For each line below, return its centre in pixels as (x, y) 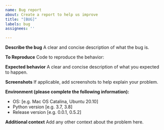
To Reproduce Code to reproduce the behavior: (55, 57)
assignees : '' (20, 29)
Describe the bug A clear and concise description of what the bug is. (77, 47)
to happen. (16, 72)
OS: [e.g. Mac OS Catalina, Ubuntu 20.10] (55, 102)
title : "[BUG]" (21, 19)
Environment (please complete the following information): (67, 92)
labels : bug (18, 24)
